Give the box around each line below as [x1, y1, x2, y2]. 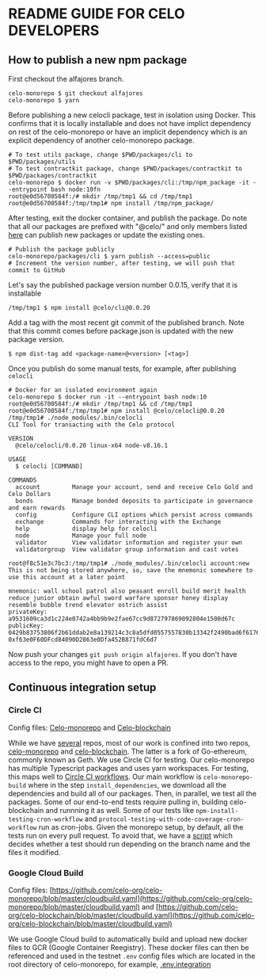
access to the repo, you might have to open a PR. [8, 658, 169, 667]
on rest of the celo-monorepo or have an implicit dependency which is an [8, 128, 248, 136]
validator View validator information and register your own [15, 539, 243, 547]
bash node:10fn [50, 185, 101, 193]
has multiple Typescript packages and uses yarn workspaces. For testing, [8, 763, 249, 773]
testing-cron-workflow [8, 815, 83, 823]
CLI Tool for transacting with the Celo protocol [8, 421, 176, 429]
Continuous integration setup [8, 681, 157, 694]
